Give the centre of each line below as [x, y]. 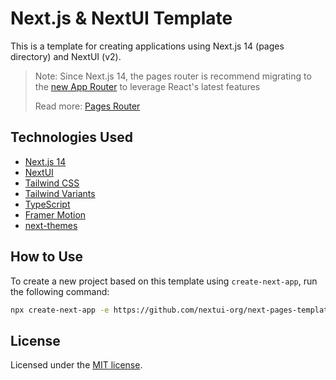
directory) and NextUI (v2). [66, 56]
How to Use [47, 257]
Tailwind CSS [52, 183]
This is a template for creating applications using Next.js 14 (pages [147, 46]
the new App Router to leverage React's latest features [147, 86]
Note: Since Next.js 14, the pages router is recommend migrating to [173, 76]
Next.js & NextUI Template [121, 18]
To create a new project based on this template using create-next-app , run [164, 281]
